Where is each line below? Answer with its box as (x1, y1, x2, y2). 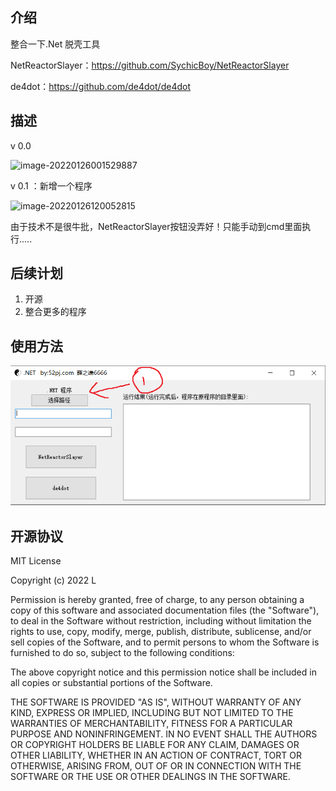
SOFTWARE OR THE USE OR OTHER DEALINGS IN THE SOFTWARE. (10, 771, 291, 783)
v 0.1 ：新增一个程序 (10, 179, 93, 192)
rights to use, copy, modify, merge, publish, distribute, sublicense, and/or (10, 626, 312, 638)
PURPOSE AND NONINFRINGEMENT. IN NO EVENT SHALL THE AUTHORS (10, 728, 318, 740)
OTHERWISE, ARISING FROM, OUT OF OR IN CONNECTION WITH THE (10, 760, 302, 772)
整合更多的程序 (24, 306, 87, 318)
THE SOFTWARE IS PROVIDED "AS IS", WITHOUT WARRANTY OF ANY (10, 696, 302, 708)
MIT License (10, 555, 62, 567)
